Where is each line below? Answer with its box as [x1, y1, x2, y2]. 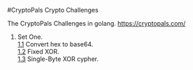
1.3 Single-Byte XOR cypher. [17, 55, 99, 63]
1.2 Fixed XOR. [17, 48, 59, 55]
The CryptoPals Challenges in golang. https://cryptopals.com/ [7, 19, 186, 27]
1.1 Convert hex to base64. [17, 40, 94, 48]
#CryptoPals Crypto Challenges [7, 6, 99, 14]
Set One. [17, 33, 43, 41]
